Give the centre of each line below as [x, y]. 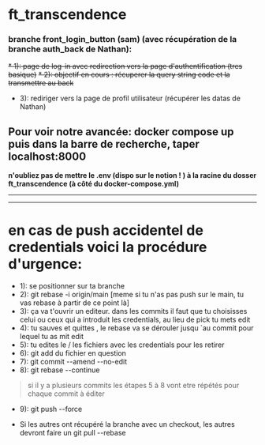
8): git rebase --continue [60, 370]
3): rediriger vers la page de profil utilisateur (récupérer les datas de [130, 98]
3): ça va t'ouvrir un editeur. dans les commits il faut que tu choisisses [133, 311]
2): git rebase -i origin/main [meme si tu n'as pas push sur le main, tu [132, 295]
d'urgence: [45, 264]
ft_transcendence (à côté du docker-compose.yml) [94, 184]
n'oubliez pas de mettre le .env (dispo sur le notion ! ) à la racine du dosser [132, 175]
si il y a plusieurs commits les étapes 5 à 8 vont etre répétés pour [133, 386]
